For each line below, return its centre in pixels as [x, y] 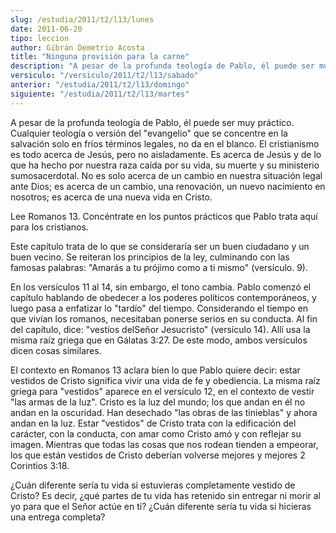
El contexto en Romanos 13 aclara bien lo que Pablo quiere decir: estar [155, 370]
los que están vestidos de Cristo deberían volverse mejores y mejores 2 [158, 455]
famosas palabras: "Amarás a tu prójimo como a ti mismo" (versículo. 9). [159, 267]
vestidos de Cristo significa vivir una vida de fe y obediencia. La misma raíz [165, 380]
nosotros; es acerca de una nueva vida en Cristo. [111, 197]
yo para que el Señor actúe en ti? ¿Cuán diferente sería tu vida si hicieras [161, 506]
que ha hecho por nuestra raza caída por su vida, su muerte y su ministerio [165, 165]
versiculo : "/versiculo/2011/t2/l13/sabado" [104, 76]
